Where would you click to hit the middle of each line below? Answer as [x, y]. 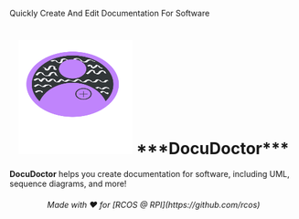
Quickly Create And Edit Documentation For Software [110, 13]
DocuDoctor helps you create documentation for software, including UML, [149, 173]
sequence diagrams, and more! [68, 183]
